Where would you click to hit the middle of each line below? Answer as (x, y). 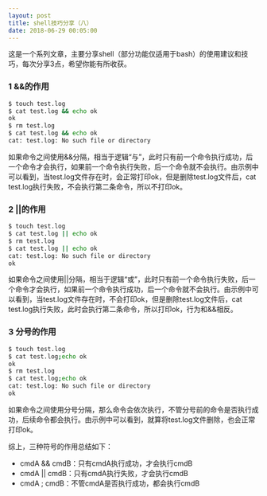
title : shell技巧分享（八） (50, 23)
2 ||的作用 (27, 209)
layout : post (30, 16)
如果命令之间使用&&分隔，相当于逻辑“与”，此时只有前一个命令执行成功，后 (131, 157)
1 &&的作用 (29, 87)
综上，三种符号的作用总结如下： (60, 446)
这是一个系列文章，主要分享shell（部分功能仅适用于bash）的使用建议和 (125, 54)
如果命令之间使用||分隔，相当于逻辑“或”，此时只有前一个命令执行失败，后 (128, 279)
